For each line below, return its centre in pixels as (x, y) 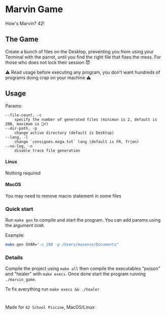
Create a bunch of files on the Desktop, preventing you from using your (80, 51)
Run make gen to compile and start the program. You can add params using (83, 220)
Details (14, 258)
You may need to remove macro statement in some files (63, 196)
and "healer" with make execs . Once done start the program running (75, 274)
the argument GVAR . (25, 225)
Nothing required (23, 173)
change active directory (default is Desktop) (64, 133)
